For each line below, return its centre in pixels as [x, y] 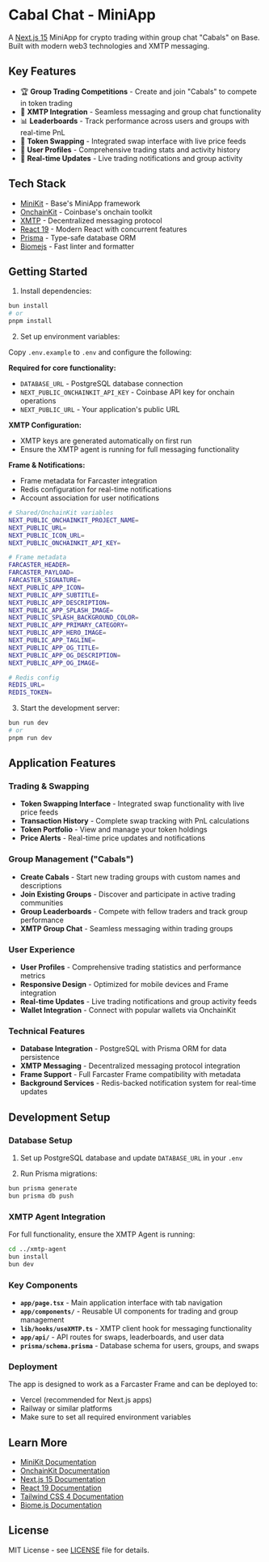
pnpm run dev [30, 738]
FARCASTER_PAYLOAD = [41, 572]
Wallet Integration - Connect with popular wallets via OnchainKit [128, 1011]
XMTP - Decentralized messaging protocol [91, 220]
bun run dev [28, 723]
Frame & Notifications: [47, 465]
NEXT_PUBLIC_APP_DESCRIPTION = [59, 602]
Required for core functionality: [62, 368]
